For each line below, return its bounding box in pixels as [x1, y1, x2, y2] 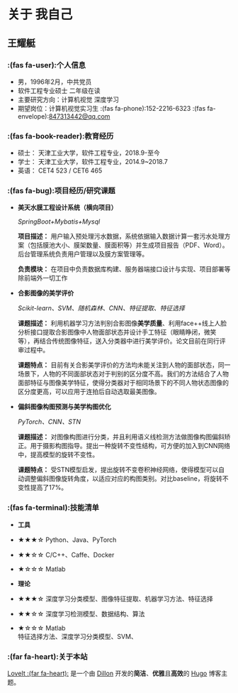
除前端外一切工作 [17, 274, 68, 283]
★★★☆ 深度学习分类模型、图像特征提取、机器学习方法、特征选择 [17, 594, 214, 603]
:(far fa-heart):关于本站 [7, 651, 88, 661]
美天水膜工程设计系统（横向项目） [17, 203, 118, 212]
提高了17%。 [30, 484, 68, 492]
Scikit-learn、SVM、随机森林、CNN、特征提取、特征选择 [17, 304, 186, 312]
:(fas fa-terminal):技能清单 [7, 503, 99, 513]
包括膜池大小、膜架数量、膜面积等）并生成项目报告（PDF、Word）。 [30, 241, 229, 249]
